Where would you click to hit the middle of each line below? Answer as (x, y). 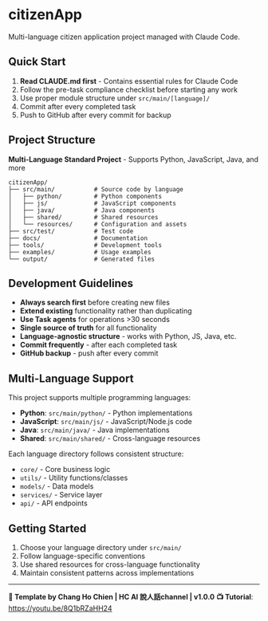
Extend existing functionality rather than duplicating (106, 311)
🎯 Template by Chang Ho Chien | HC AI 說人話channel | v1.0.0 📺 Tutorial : (131, 597)
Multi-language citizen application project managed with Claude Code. (124, 37)
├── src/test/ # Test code (71, 231)
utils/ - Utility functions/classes (74, 478)
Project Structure (52, 140)
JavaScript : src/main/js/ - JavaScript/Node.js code (106, 422)
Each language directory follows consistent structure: (96, 454)
